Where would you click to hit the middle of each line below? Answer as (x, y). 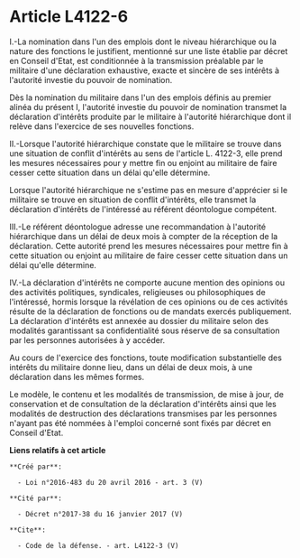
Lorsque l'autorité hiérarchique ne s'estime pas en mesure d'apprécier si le (149, 190)
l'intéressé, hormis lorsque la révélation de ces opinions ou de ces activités (149, 302)
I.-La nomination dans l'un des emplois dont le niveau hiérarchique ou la (143, 42)
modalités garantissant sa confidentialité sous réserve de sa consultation (145, 330)
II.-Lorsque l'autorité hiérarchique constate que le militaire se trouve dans (145, 144)
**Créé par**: (36, 467)
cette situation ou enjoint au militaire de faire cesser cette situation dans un (149, 256)
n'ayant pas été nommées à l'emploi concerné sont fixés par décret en (141, 423)
